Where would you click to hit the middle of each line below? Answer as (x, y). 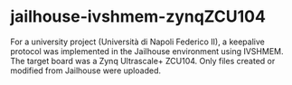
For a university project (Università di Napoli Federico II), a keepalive (137, 42)
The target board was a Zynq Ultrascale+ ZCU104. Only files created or (143, 61)
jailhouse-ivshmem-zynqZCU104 (138, 17)
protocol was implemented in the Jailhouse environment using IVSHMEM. (147, 51)
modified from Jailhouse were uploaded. (86, 71)
